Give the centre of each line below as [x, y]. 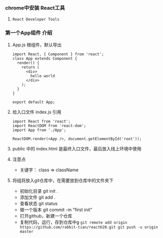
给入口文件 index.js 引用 [37, 112]
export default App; [34, 102]
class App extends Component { [45, 58]
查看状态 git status [39, 203]
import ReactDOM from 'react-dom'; [49, 125]
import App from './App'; [39, 130]
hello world [43, 76]
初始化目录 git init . [39, 191]
